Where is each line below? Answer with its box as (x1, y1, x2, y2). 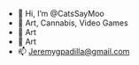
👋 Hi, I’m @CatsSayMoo (17, 9, 104, 18)
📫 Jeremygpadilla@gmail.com (17, 47, 130, 56)
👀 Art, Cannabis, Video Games (17, 18, 128, 28)
